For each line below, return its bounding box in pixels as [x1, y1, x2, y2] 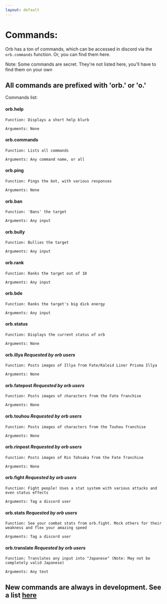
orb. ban [5, 198, 23, 204]
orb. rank [5, 259, 24, 265]
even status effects [5, 490, 49, 495]
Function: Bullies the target [5, 240, 69, 245]
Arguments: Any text [5, 569, 49, 574]
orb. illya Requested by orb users [5, 352, 75, 358]
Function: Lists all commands [5, 148, 69, 153]
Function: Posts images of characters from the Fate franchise [5, 394, 142, 399]
